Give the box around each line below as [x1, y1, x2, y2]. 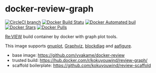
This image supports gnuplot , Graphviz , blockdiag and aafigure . [5, 43, 132, 49]
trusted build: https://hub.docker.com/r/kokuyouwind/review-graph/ [12, 57, 148, 63]
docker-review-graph [5, 3, 94, 14]
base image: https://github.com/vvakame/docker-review [12, 52, 125, 58]
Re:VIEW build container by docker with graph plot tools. [5, 34, 118, 39]
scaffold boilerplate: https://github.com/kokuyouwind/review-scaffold [12, 62, 151, 68]
